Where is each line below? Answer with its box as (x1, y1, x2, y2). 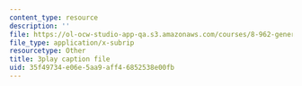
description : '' (9, 21, 70, 30)
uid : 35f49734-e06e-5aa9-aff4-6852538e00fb (9, 64, 175, 73)
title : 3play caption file (9, 55, 111, 64)
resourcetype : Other (9, 47, 87, 56)
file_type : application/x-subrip (9, 38, 135, 47)
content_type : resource (9, 13, 99, 22)
